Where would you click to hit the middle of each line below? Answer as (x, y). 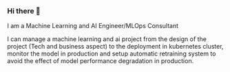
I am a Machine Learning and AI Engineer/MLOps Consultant (93, 26)
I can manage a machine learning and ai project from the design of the (107, 39)
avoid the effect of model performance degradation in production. (101, 61)
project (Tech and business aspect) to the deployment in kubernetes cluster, (115, 47)
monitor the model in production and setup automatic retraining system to (112, 53)
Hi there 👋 (24, 11)
